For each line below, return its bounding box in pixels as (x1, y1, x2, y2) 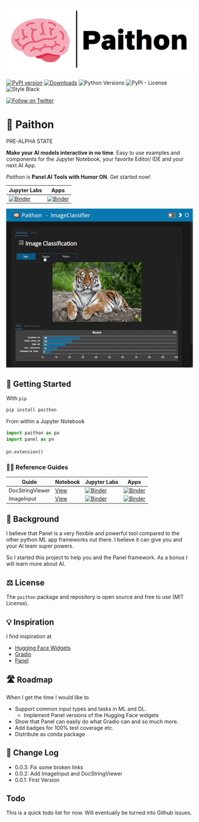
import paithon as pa (6, 430, 60, 436)
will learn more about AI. (6, 560, 66, 567)
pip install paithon (6, 407, 57, 413)
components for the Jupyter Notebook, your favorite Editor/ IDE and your (6, 155, 184, 162)
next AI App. (6, 162, 37, 169)
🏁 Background (6, 514, 59, 524)
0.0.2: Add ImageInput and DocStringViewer (14, 770, 123, 777)
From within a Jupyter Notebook (6, 418, 85, 425)
